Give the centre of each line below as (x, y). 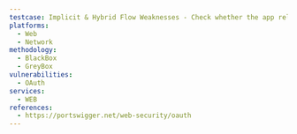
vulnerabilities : (41, 75)
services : (27, 91)
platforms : (29, 26)
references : (31, 108)
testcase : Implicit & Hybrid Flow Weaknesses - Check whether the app (142, 17)
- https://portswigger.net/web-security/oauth (104, 115)
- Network (35, 42)
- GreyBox (35, 67)
